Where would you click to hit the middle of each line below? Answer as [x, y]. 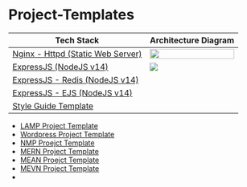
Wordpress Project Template [67, 134]
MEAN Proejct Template [60, 160]
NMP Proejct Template [57, 143]
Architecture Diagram [192, 40]
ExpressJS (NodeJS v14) [60, 67]
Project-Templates [72, 15]
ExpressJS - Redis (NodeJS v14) [76, 79]
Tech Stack [77, 40]
